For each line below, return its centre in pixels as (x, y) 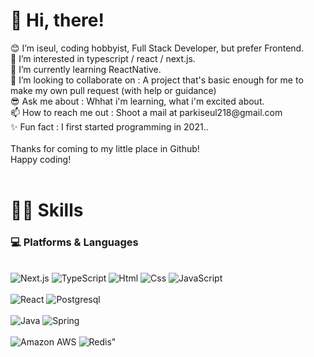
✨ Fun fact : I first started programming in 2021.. (109, 126)
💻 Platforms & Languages (74, 242)
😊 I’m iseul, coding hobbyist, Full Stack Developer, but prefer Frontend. (157, 48)
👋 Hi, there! (57, 20)
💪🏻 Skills (47, 210)
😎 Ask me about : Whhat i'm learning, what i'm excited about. (137, 101)
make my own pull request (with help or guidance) (113, 90)
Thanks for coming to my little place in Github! (105, 148)
